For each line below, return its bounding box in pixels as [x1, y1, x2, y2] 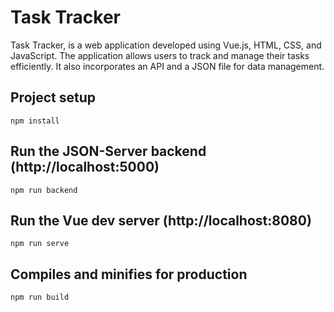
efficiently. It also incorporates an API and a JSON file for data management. [10, 60, 325, 72]
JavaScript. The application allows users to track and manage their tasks [10, 49, 310, 61]
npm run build [10, 292, 70, 303]
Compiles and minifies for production [10, 266, 248, 283]
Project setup [10, 89, 97, 106]
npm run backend [10, 185, 78, 195]
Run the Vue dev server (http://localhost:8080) [10, 212, 312, 229]
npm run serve [10, 239, 70, 249]
